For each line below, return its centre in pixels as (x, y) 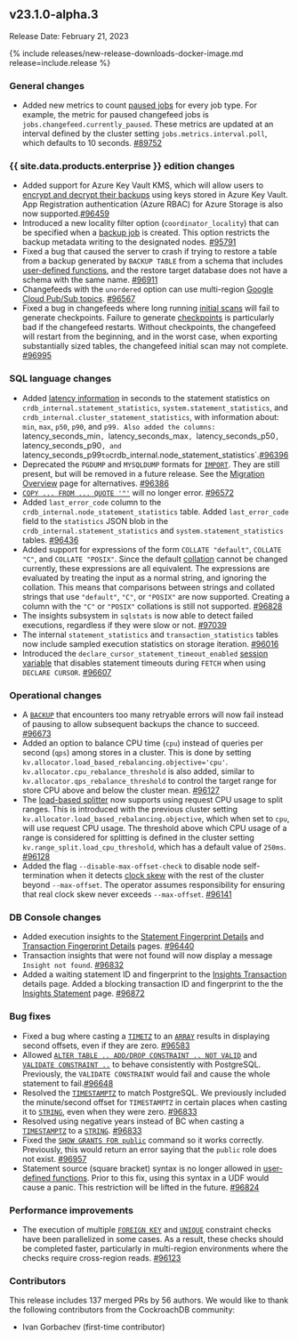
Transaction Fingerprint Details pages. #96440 (108, 946)
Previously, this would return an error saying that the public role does (149, 1149)
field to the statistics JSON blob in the (95, 521)
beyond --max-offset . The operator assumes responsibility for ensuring (153, 885)
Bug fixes (30, 1016)
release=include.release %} (60, 62)
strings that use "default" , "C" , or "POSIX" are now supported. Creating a (156, 596)
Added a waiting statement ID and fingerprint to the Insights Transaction (154, 974)
